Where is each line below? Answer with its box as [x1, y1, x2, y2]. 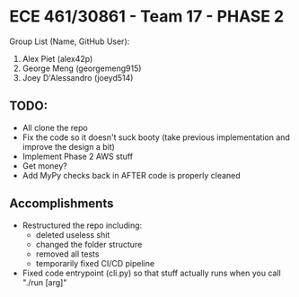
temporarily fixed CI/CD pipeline [35, 258, 155, 268]
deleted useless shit [35, 229, 110, 240]
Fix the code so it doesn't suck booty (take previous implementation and [22, 132, 290, 143]
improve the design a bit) [22, 141, 115, 152]
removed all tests [35, 249, 100, 259]
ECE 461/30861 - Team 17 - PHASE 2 [9, 6, 285, 27]
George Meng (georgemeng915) [22, 63, 142, 74]
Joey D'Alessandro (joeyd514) [22, 72, 134, 83]
